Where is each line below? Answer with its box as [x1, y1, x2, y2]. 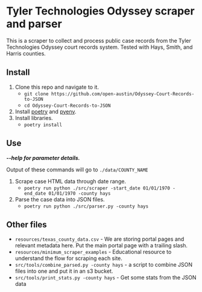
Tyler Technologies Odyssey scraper [6, 4, 195, 18]
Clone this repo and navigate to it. [14, 83, 99, 90]
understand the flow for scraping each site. [14, 255, 122, 262]
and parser [6, 17, 62, 31]
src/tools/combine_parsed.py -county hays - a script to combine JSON [14, 261, 193, 268]
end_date [24, 190, 46, 197]
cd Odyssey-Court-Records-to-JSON [24, 103, 111, 109]
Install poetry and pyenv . [14, 107, 77, 115]
